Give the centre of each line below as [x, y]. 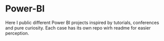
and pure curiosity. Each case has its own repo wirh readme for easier [78, 27]
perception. [17, 33]
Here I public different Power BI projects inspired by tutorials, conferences [82, 22]
